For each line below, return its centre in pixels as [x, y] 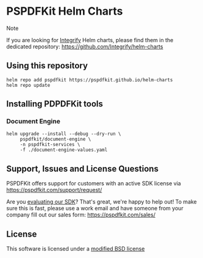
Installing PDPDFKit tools [55, 104]
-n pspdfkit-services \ [50, 145]
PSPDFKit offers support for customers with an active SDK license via [94, 183]
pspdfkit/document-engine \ [55, 139]
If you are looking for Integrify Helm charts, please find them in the [90, 40]
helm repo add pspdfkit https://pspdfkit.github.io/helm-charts [90, 80]
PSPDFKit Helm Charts [65, 11]
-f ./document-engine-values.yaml [64, 150]
